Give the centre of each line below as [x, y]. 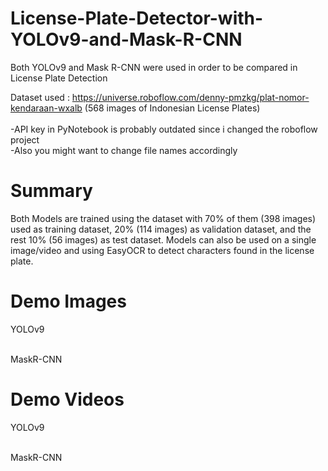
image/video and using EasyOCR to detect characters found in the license [162, 250]
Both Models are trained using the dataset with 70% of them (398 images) [163, 218]
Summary [51, 191]
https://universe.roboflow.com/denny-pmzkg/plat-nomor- [190, 97]
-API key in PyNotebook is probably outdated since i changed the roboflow [164, 129]
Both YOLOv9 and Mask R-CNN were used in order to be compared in [154, 67]
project [25, 139]
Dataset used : [40, 97]
